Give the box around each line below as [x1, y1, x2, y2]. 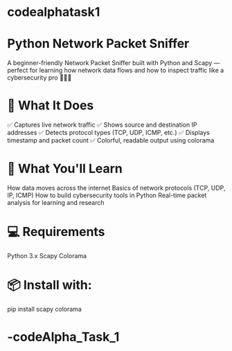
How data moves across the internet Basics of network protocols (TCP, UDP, [7, 184, 226, 192]
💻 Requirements [7, 224, 105, 240]
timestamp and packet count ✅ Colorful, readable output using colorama [7, 136, 215, 145]
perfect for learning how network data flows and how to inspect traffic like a [7, 66, 224, 75]
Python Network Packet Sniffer [7, 36, 190, 52]
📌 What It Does [7, 98, 94, 114]
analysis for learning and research [7, 199, 105, 206]
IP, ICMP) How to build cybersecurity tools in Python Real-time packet [7, 191, 207, 199]
